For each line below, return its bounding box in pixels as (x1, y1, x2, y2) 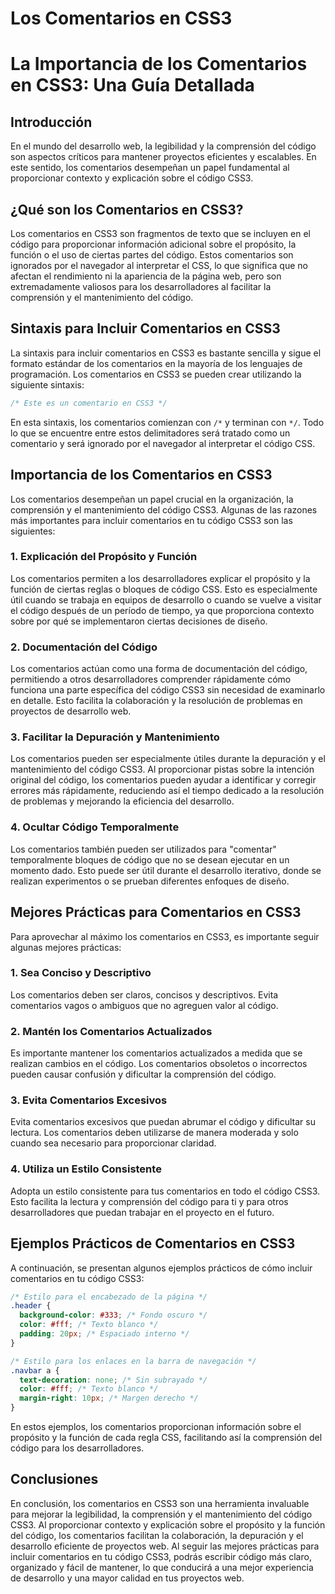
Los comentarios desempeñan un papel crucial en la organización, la (10, 493, 294, 505)
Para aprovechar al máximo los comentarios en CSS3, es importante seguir (10, 930, 320, 942)
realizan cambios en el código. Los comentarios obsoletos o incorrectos (10, 1058, 308, 1070)
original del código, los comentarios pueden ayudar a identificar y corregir (10, 774, 317, 786)
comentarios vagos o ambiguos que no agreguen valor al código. (10, 999, 279, 1011)
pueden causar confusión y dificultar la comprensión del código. (10, 1068, 277, 1081)
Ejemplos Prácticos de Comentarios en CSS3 (10, 1235, 296, 1252)
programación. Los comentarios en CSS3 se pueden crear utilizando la (10, 368, 302, 380)
